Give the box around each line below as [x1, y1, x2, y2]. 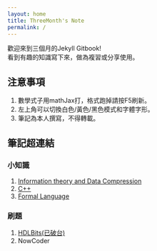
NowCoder [17, 237, 50, 245]
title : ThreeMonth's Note [7, 17, 84, 24]
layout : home [7, 10, 46, 18]
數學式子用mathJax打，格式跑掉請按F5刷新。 [17, 96, 151, 105]
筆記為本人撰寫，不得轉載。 [17, 114, 100, 123]
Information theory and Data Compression [17, 176, 142, 185]
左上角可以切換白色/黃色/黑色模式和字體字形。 [17, 105, 154, 114]
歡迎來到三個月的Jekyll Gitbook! [7, 44, 101, 53]
